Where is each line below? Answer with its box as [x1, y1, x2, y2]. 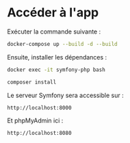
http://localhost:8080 [7, 130, 72, 137]
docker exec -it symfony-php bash [7, 66, 106, 73]
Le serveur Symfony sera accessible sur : [7, 91, 125, 99]
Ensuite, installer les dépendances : [7, 53, 107, 61]
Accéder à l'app [7, 5, 99, 21]
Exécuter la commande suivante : [7, 27, 101, 36]
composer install [7, 79, 57, 86]
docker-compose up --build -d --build [7, 40, 118, 47]
